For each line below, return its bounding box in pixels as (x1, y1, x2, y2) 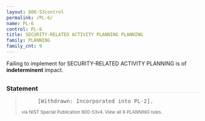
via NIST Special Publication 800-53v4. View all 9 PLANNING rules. (21, 109, 163, 115)
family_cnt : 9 (6, 43, 43, 50)
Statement (6, 84, 38, 92)
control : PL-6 (6, 26, 43, 32)
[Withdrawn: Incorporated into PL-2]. (37, 97, 154, 105)
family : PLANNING (6, 37, 51, 43)
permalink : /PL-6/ (6, 15, 53, 21)
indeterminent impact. (6, 66, 64, 73)
